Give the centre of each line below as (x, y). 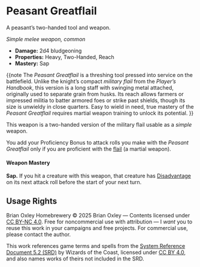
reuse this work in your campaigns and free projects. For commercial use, (97, 228)
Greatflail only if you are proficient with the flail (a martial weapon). (89, 149)
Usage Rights (32, 201)
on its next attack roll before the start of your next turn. (74, 182)
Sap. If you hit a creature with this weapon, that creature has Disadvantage (99, 176)
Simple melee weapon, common (46, 39)
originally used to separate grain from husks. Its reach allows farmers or (95, 94)
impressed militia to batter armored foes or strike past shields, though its (96, 100)
